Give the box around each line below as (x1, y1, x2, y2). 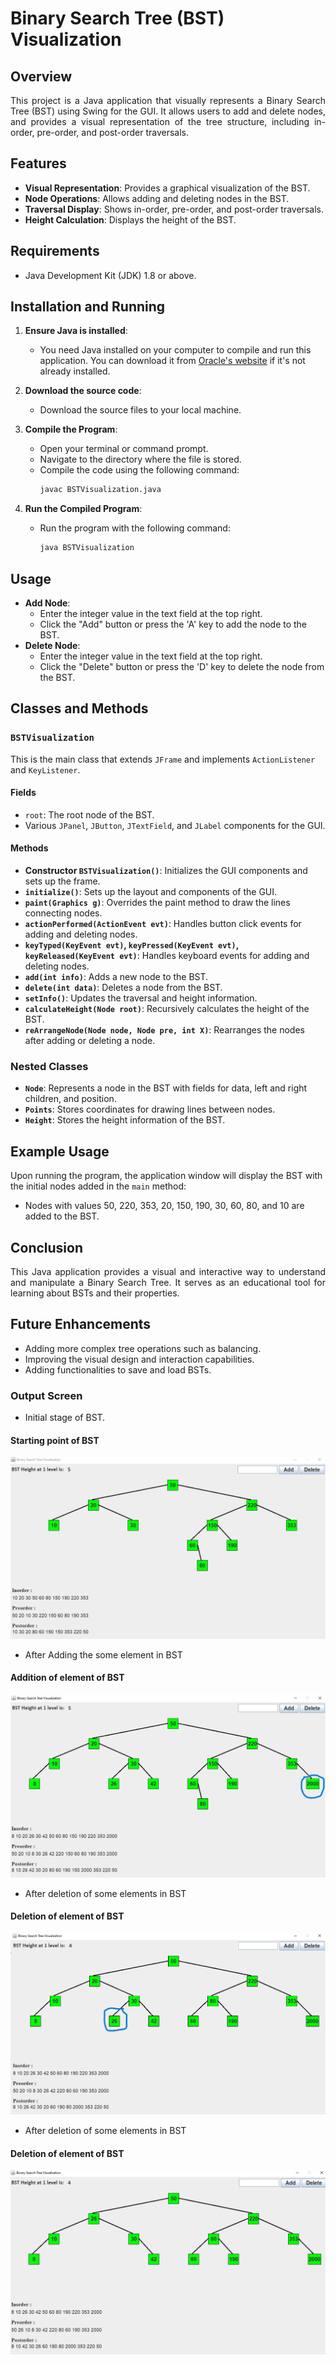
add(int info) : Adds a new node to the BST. (24, 971, 209, 983)
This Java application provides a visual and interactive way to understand (10, 1266, 326, 1278)
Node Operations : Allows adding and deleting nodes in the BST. (24, 192, 290, 204)
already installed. (39, 365, 111, 377)
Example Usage (10, 1143, 110, 1160)
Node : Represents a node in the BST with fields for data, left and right (24, 1082, 308, 1094)
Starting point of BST (10, 1434, 100, 1446)
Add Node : (24, 597, 71, 609)
